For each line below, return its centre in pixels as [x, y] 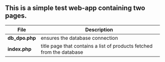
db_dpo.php [22, 38]
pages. [16, 16]
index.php [20, 49]
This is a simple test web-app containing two [75, 8]
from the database [62, 52]
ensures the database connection [80, 38]
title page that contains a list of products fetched [97, 46]
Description [99, 30]
